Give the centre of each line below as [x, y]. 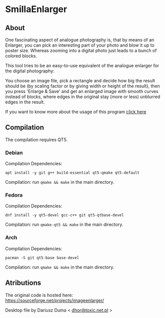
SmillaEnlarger [36, 9]
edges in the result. [25, 102]
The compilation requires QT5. [36, 140]
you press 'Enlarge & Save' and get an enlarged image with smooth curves [82, 91]
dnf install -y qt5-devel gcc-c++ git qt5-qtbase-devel [64, 215]
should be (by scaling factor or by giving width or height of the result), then [82, 86]
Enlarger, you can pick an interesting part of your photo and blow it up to [80, 45]
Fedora [14, 195]
